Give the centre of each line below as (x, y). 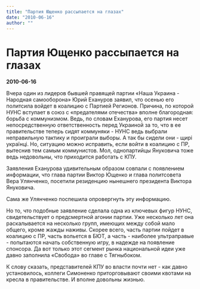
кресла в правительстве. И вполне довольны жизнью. (76, 279)
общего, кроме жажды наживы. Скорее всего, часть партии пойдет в (95, 230)
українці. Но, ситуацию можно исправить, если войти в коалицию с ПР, (98, 144)
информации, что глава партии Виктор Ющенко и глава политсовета (94, 175)
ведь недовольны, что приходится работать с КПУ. (71, 157)
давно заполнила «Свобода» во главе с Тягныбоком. (74, 255)
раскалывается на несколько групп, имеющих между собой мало (90, 223)
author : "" (20, 23)
